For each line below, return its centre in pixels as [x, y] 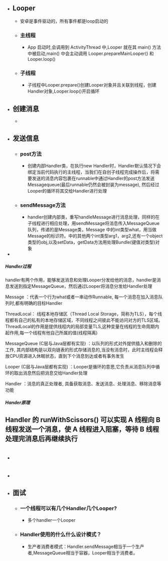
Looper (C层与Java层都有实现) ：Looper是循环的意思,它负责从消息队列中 [80, 367]
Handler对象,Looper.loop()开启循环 [63, 91]
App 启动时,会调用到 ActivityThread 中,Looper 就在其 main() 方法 [94, 47]
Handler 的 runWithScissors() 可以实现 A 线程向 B [83, 420]
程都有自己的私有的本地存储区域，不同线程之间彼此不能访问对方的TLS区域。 [84, 320]
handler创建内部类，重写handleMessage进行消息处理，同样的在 [93, 217]
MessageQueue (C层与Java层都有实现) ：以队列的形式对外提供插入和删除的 [83, 344]
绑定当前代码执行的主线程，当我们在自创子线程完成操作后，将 [91, 172]
